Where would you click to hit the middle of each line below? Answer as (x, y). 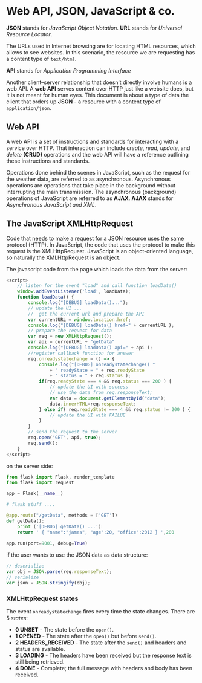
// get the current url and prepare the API (86, 314)
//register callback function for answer (81, 353)
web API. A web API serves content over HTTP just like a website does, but (100, 88)
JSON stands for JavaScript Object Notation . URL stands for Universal (94, 28)
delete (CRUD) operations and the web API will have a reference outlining (98, 154)
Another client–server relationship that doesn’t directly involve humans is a (99, 82)
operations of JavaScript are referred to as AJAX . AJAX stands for (90, 198)
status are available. (40, 649)
